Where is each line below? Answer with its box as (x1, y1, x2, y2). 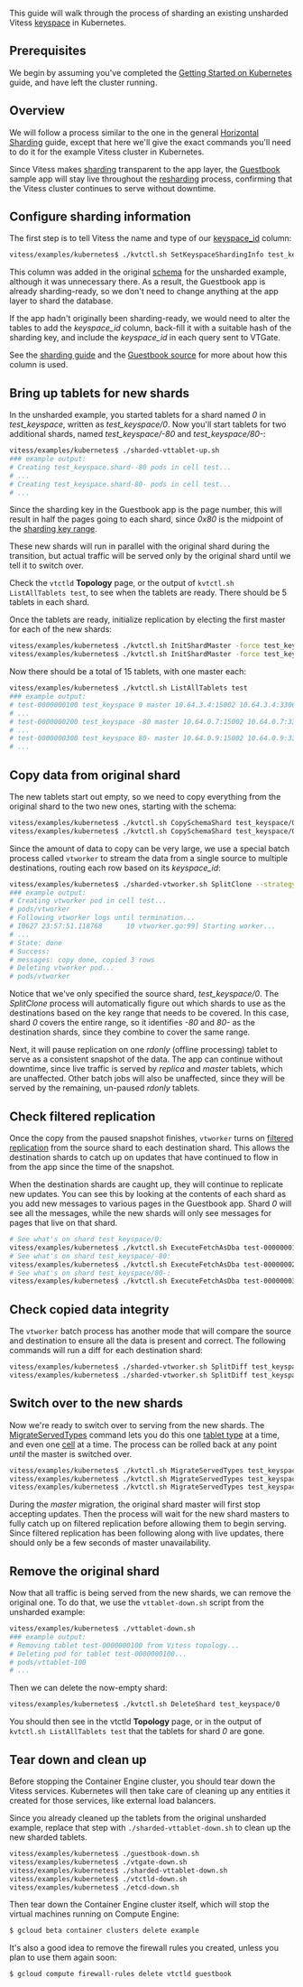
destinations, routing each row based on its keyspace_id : (9, 862, 221, 873)
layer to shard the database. (9, 295, 114, 306)
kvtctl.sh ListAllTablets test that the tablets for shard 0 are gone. (9, 1726, 265, 1737)
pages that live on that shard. (9, 1218, 118, 1228)
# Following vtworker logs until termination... (9, 914, 196, 923)
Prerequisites (9, 43, 87, 59)
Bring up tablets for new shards (9, 385, 190, 401)
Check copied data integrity (9, 1302, 170, 1317)
